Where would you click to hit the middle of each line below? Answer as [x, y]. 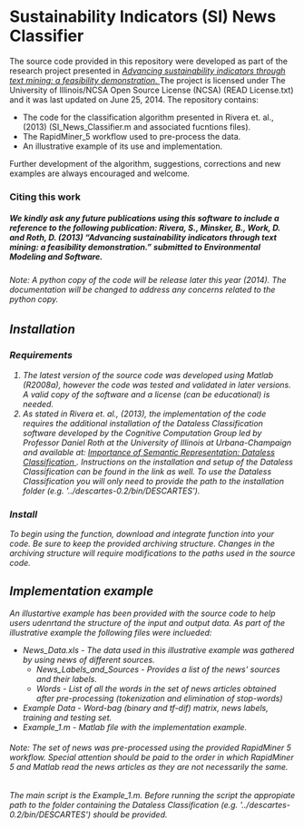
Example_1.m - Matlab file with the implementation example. [135, 727]
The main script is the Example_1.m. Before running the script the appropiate [152, 795]
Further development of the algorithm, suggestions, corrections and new [145, 163]
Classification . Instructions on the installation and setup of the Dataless [157, 462]
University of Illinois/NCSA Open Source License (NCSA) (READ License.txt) [152, 90]
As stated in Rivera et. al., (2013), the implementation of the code [144, 414]
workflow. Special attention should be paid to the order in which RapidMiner [152, 757]
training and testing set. [67, 717]
